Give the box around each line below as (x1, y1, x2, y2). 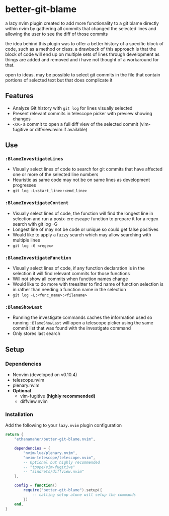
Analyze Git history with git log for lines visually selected (12, 105, 133, 111)
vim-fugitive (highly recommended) (20, 393, 96, 399)
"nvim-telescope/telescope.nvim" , (23, 455, 96, 460)
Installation (5, 411, 34, 418)
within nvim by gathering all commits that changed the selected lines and (5, 25, 156, 31)
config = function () (14, 483, 57, 488)
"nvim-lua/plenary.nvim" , (23, 450, 78, 456)
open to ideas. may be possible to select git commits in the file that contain (5, 71, 160, 77)
